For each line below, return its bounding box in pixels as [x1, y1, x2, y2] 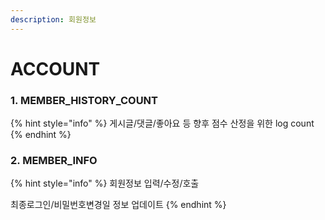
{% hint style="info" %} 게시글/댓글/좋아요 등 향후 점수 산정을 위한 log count [10, 117, 315, 130]
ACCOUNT [10, 57, 101, 80]
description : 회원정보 [10, 14, 97, 25]
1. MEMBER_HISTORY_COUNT [10, 93, 158, 107]
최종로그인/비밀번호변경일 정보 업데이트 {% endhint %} [10, 199, 227, 211]
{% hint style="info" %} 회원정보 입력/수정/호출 [10, 177, 200, 190]
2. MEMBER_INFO [10, 154, 98, 168]
